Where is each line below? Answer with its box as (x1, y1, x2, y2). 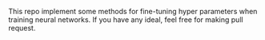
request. (8, 24, 36, 32)
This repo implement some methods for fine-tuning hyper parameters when (8, 7, 258, 16)
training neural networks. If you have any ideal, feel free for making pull (8, 15, 243, 24)
